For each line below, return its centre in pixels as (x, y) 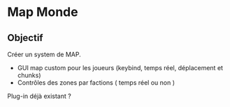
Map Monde (43, 12)
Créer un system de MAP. (44, 54)
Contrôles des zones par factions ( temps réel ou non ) (96, 83)
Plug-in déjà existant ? (39, 96)
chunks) (29, 75)
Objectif (25, 38)
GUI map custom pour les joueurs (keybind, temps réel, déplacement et (120, 68)
